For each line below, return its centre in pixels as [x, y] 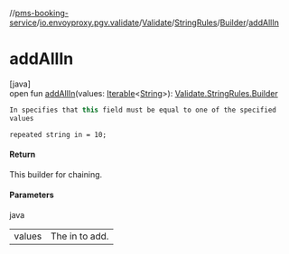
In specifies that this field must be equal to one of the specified [143, 110]
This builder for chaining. [56, 174]
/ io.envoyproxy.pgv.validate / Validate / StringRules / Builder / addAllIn [158, 23]
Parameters [32, 195]
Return [23, 154]
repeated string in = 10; [58, 134]
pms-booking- [42, 13]
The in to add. [80, 236]
